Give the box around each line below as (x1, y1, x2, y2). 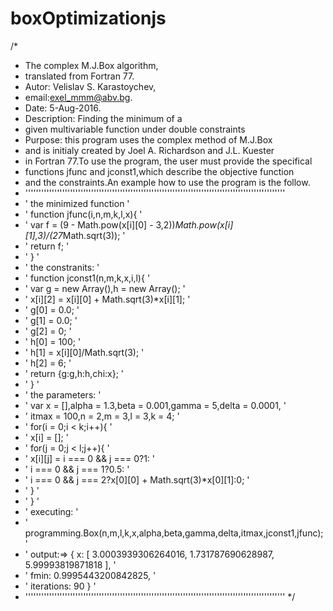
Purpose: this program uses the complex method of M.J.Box (24, 133, 273, 146)
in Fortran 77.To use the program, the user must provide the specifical (24, 155, 313, 167)
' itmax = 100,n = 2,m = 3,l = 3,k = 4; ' (24, 410, 180, 422)
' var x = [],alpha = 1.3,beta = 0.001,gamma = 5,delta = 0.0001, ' (24, 399, 287, 411)
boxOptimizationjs (10, 7, 167, 30)
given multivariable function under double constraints (24, 123, 246, 135)
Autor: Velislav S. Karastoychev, (24, 80, 157, 92)
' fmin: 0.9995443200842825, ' (24, 569, 157, 581)
